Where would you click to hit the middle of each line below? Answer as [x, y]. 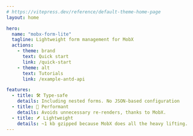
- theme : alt [34, 68]
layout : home [23, 18]
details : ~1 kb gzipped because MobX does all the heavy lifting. [103, 124]
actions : [23, 45]
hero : [13, 28]
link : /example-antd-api [54, 79]
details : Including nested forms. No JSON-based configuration [99, 101]
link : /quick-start [47, 62]
